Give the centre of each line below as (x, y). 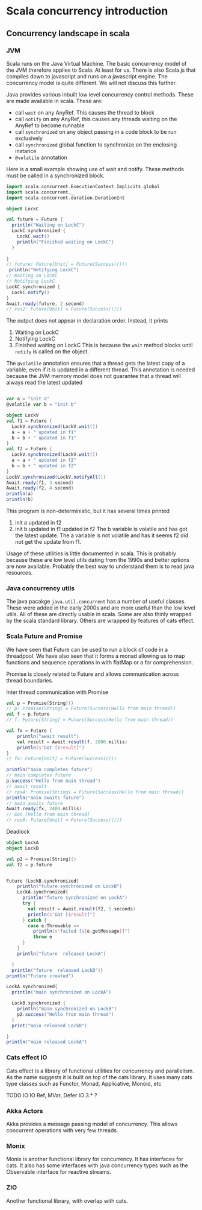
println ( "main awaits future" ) (45, 798)
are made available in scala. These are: (55, 101)
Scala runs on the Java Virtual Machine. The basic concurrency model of (96, 63)
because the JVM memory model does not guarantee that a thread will (94, 376)
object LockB (23, 848)
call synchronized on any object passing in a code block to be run (96, 131)
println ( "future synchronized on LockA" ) (75, 898)
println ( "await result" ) (48, 736)
